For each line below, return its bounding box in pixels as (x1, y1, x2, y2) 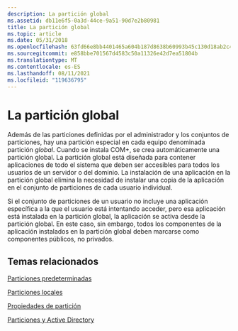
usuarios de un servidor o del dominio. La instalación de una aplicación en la (7, 168, 231, 177)
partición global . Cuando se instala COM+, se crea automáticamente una (7, 146, 220, 154)
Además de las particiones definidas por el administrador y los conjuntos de (7, 131, 229, 139)
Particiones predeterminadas (7, 274, 92, 283)
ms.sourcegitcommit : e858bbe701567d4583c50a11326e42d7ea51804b (7, 50, 198, 58)
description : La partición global (7, 10, 110, 18)
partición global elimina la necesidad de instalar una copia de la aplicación (7, 175, 225, 185)
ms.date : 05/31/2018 (7, 37, 69, 44)
